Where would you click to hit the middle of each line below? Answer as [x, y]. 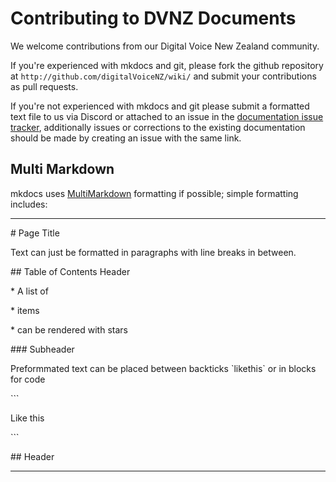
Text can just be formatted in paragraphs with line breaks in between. [153, 252]
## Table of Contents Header [70, 271]
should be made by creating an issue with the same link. [126, 138]
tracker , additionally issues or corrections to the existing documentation [158, 127]
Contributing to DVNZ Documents [153, 18]
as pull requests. [44, 86]
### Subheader [42, 349]
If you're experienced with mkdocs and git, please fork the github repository [167, 65]
